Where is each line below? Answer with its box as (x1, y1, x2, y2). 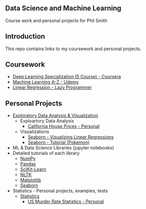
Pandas (20, 161, 36, 167)
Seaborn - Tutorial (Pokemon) (27, 139, 90, 146)
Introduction (5, 32, 45, 41)
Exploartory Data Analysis (20, 118, 74, 124)
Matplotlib (20, 177, 41, 183)
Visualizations (20, 129, 50, 135)
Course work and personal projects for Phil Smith (5, 17, 108, 23)
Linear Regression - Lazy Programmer (12, 85, 92, 91)
